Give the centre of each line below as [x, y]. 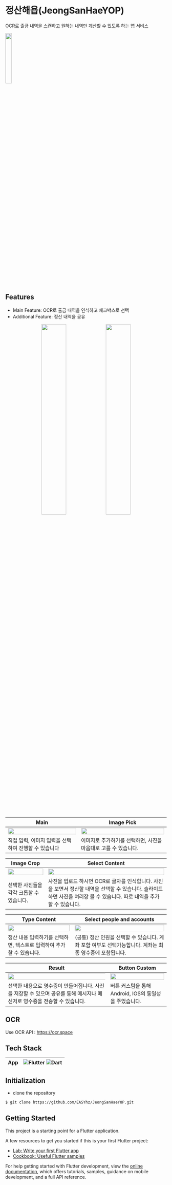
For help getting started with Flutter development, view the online [74, 1166]
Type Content [39, 919]
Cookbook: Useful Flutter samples [49, 1156]
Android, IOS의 [128, 993]
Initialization [26, 1080]
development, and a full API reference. [46, 1177]
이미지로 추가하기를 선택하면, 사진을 [122, 840]
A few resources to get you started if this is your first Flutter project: [77, 1140]
